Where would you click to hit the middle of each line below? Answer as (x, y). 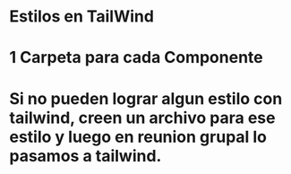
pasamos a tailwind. (86, 156)
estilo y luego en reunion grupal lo (138, 137)
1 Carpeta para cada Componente (136, 58)
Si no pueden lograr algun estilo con (146, 98)
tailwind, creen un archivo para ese (142, 117)
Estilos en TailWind (82, 17)
